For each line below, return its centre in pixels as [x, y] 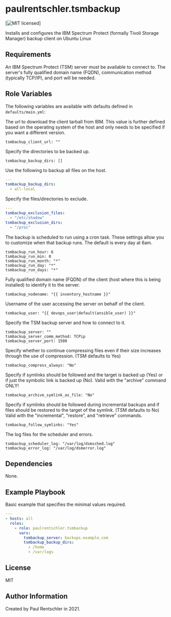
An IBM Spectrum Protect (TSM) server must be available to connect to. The [86, 67]
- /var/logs [41, 552]
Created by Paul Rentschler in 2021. [43, 609]
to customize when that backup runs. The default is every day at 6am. [79, 242]
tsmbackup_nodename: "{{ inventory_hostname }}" [58, 294]
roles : [17, 523]
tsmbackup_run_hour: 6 [29, 252]
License [18, 568]
